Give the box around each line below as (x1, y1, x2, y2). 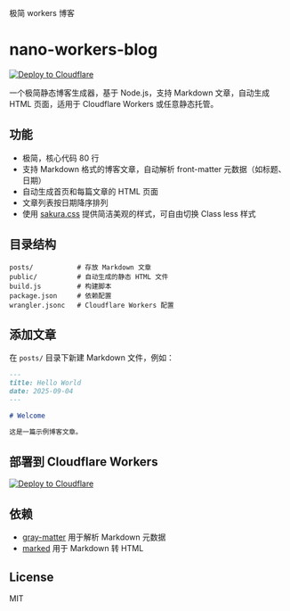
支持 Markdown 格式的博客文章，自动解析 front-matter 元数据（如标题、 (21, 163, 286, 174)
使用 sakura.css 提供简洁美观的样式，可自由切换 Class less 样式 (21, 208, 256, 219)
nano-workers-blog (9, 39, 158, 60)
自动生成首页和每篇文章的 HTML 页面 (21, 186, 158, 196)
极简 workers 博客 (9, 8, 76, 18)
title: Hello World (9, 378, 82, 388)
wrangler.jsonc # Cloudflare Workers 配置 (9, 301, 174, 310)
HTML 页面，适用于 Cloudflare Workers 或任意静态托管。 (9, 98, 219, 109)
